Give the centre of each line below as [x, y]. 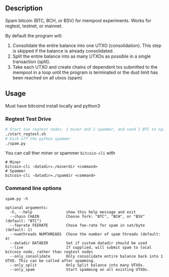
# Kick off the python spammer [38, 138]
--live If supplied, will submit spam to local [81, 247]
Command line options [33, 188]
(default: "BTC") [23, 221]
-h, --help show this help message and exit [73, 212]
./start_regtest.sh [26, 134]
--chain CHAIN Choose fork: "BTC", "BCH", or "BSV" [77, 216]
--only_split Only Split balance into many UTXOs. [77, 265]
